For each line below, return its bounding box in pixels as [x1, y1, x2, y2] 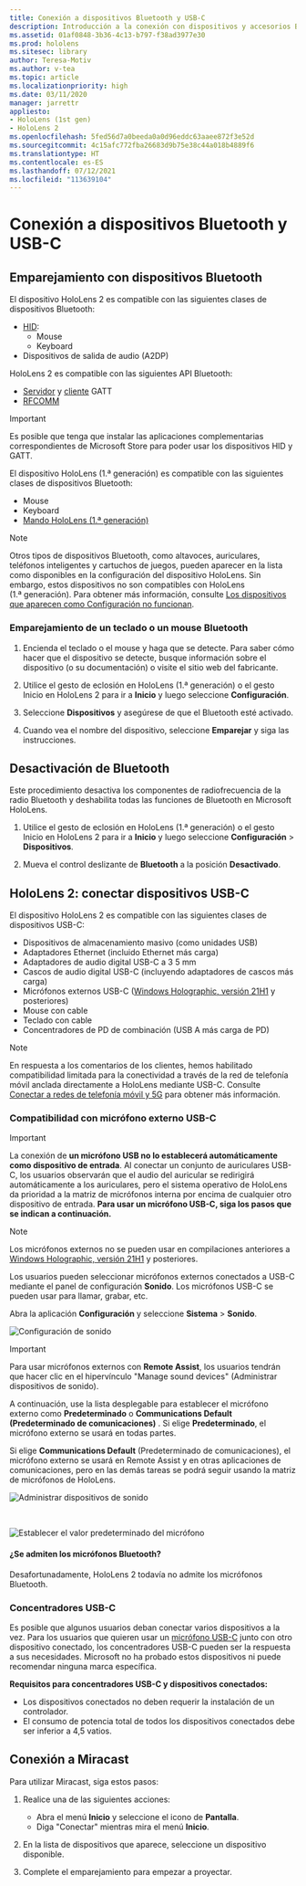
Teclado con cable [22, 1015, 93, 1026]
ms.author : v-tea [9, 65, 76, 74]
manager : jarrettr [9, 98, 79, 108]
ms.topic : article [9, 73, 79, 82]
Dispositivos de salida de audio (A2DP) [22, 351, 169, 362]
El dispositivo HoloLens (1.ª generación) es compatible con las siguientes [9, 468, 284, 479]
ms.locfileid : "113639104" [9, 174, 112, 184]
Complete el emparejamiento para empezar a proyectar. [22, 1866, 232, 1877]
